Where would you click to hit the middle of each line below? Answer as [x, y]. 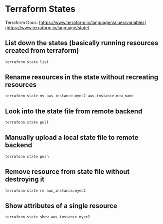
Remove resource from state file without [67, 172]
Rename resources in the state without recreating [82, 77]
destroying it [25, 179]
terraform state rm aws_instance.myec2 [45, 191]
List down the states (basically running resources [82, 43]
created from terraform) [42, 51]
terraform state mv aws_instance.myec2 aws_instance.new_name [69, 96]
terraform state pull [27, 122]
